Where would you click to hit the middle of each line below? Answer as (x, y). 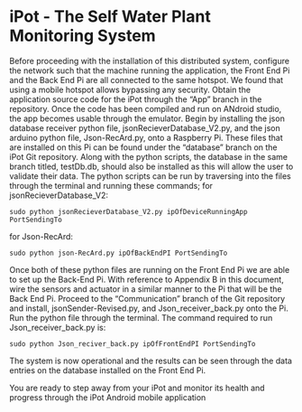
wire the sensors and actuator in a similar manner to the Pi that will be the (146, 289)
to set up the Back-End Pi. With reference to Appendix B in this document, (146, 279)
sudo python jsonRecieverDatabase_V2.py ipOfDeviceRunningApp (128, 211)
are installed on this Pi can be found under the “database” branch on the (143, 147)
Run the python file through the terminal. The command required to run (141, 317)
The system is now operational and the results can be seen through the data (151, 360)
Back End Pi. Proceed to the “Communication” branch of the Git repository (147, 298)
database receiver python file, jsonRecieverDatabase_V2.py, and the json (145, 127)
